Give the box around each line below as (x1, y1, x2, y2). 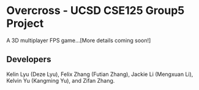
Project (6, 16, 44, 30)
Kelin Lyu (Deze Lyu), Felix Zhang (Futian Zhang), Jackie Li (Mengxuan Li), (6, 71, 193, 78)
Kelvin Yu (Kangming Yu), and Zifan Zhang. (6, 77, 115, 84)
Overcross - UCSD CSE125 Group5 (6, 4, 185, 18)
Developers (6, 54, 51, 64)
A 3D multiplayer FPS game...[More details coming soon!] (6, 36, 151, 44)
